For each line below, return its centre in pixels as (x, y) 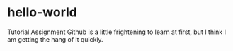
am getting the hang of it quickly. (56, 39)
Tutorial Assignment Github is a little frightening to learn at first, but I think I (117, 32)
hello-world (42, 12)
